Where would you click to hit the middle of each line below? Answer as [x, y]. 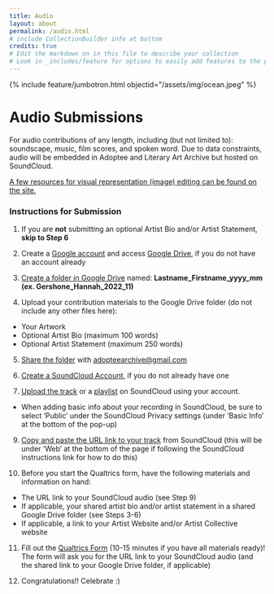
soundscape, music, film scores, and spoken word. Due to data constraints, [136, 148]
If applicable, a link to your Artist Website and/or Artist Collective [129, 524]
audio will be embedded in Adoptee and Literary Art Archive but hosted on [134, 157]
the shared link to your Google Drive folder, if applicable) [115, 566]
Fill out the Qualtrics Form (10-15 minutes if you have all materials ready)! [143, 548]
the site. [23, 190]
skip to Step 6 [45, 238]
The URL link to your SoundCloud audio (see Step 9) [109, 498]
